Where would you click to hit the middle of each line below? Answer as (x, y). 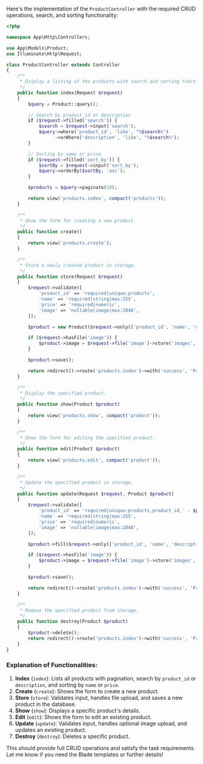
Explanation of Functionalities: (52, 665)
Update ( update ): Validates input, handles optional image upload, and (101, 723)
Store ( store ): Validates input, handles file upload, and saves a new (99, 697)
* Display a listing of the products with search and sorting (100, 82)
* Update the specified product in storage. (77, 482)
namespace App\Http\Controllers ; (48, 37)
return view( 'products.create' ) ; (70, 243)
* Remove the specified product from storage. (79, 610)
